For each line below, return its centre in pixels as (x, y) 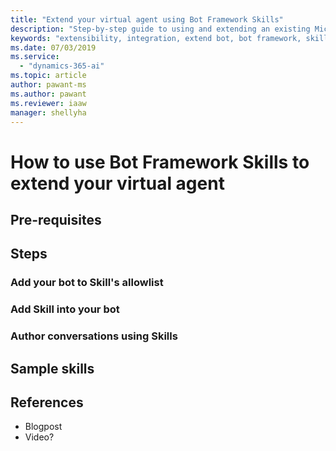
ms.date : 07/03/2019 (53, 47)
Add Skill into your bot (65, 309)
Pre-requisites (56, 219)
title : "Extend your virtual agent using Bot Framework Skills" (147, 19)
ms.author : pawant (48, 94)
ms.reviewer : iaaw (48, 103)
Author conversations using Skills (94, 336)
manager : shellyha (48, 112)
